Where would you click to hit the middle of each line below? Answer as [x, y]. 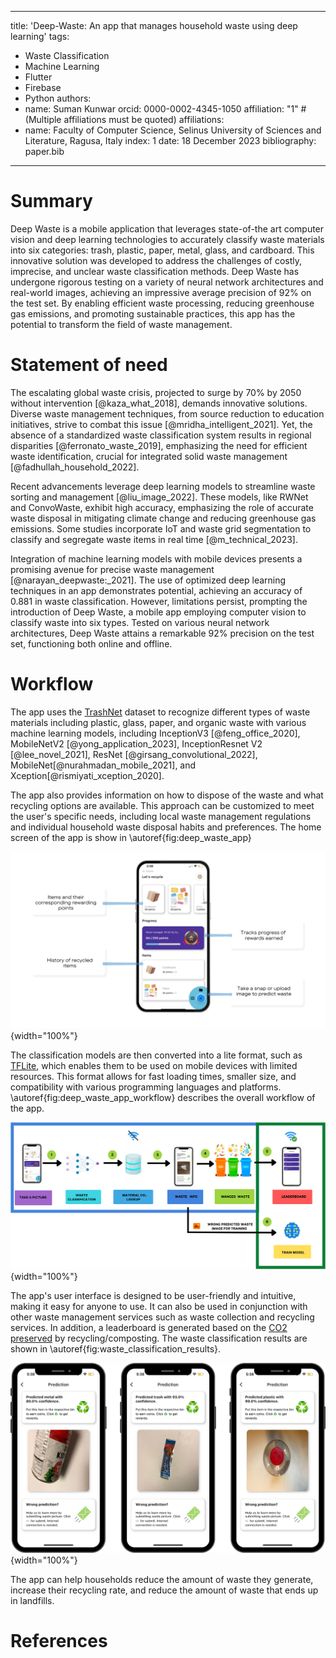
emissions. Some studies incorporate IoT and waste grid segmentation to [161, 528]
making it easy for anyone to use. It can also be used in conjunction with [159, 1307]
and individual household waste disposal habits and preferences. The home [166, 827]
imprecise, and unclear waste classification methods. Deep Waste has [155, 271]
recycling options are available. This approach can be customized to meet [162, 805]
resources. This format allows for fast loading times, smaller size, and [153, 1077]
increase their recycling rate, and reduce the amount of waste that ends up [164, 1590]
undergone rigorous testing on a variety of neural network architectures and [167, 282]
